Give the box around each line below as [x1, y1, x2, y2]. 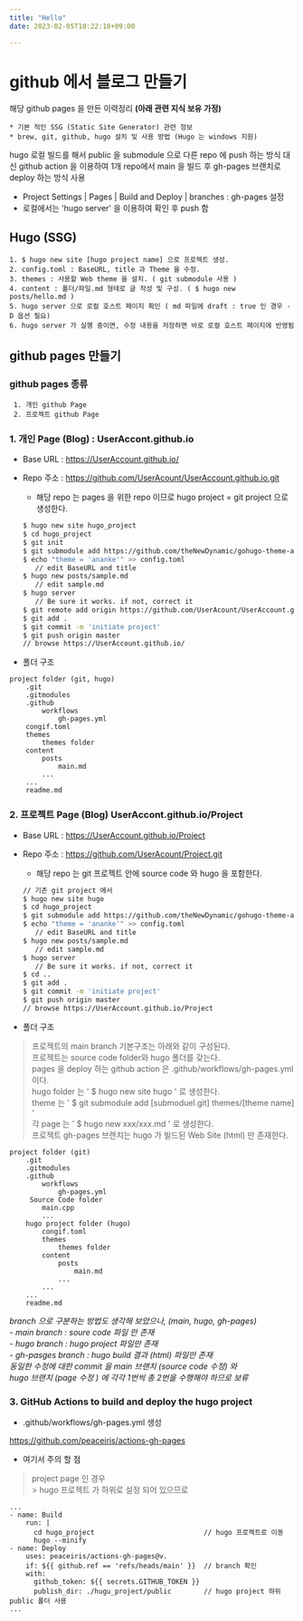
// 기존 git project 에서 [22, 886, 113, 895]
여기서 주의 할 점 [22, 1454, 81, 1465]
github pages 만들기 [9, 348, 122, 364]
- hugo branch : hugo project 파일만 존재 [9, 1338, 158, 1349]
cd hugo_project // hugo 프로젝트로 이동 [33, 1529, 284, 1538]
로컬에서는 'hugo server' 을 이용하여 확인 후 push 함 [22, 203, 210, 214]
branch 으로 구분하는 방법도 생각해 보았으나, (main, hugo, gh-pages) [9, 1315, 258, 1326]
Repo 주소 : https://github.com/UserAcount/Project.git [22, 849, 223, 859]
